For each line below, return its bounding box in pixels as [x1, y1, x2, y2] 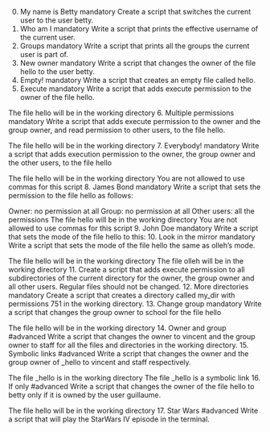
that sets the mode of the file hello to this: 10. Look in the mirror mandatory [8, 232, 256, 241]
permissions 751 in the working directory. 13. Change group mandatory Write [8, 299, 262, 309]
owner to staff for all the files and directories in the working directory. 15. [8, 340, 249, 350]
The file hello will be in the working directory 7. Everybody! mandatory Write [8, 141, 260, 150]
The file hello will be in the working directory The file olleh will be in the [8, 256, 243, 265]
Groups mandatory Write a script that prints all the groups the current [19, 41, 250, 51]
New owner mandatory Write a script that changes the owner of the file [19, 58, 256, 68]
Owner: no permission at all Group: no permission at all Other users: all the [8, 206, 255, 216]
